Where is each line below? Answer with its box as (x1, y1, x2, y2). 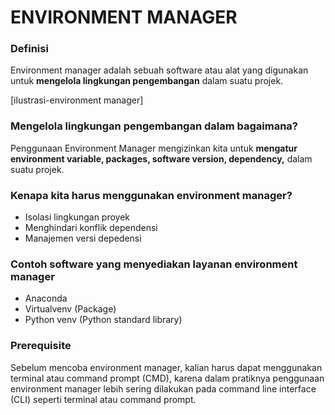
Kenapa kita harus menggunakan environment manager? (10, 188, 293, 202)
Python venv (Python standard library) (24, 314, 183, 326)
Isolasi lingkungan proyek (24, 211, 131, 223)
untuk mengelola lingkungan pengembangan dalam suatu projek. (10, 75, 284, 87)
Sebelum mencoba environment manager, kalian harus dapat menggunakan (10, 361, 323, 373)
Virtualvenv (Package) (24, 303, 117, 315)
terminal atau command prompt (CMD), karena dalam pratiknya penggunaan (10, 372, 325, 384)
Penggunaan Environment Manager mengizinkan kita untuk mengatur (10, 142, 298, 154)
